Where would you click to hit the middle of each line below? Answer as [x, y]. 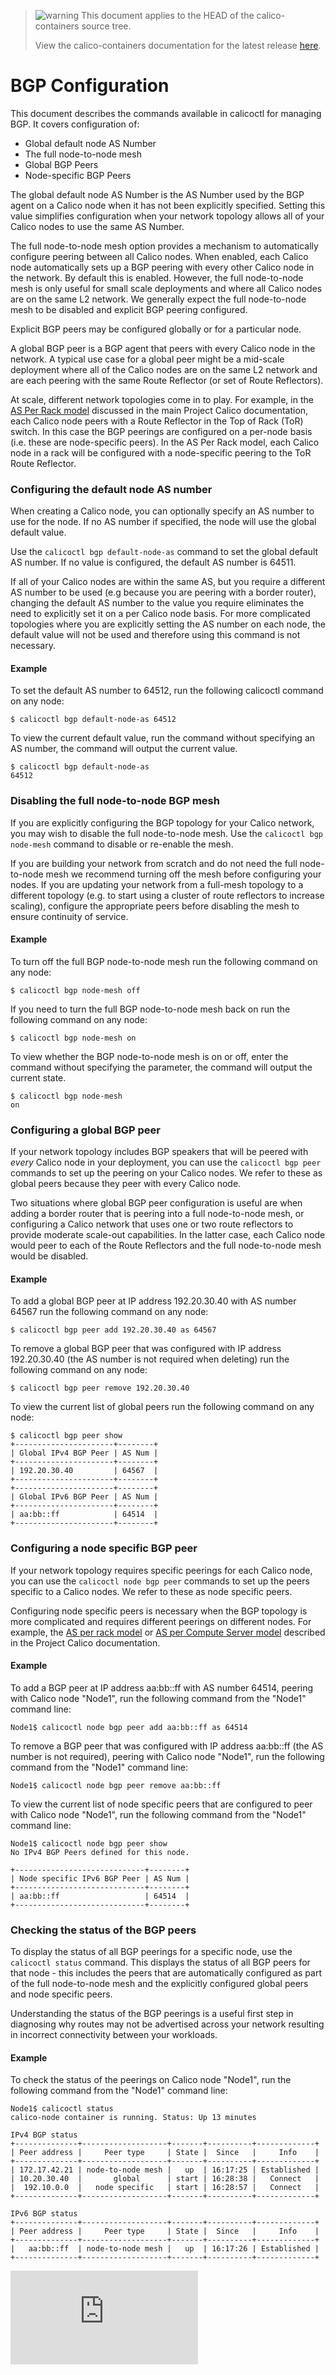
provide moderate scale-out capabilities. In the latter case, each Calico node [168, 1235]
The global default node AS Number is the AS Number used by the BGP [157, 194]
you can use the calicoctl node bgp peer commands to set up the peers [160, 1581]
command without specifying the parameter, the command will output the [161, 1067]
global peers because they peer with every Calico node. [126, 1184]
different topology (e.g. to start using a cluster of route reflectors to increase [167, 895]
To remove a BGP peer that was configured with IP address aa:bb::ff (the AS [167, 1746]
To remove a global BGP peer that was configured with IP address [146, 1349]
